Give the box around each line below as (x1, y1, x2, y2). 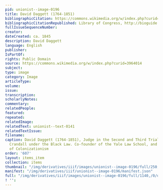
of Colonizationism (9, 146, 49, 151)
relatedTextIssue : (5, 129, 42, 133)
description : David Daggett (5, 39, 62, 44)
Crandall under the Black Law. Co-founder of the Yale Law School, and (9, 142, 158, 147)
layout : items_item (5, 155, 45, 160)
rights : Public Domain (5, 57, 51, 61)
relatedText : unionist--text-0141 (5, 124, 75, 129)
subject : (5, 66, 23, 71)
